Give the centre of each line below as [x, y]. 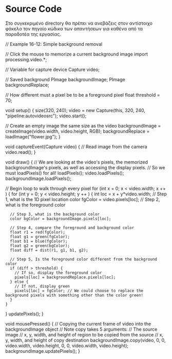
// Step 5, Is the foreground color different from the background [84, 259]
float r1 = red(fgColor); [38, 232]
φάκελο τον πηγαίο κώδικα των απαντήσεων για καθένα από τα [74, 28]
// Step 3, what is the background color [55, 214]
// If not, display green [42, 286]
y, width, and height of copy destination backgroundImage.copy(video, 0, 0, [85, 340]
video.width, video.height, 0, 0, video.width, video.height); [67, 346]
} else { [19, 282]
